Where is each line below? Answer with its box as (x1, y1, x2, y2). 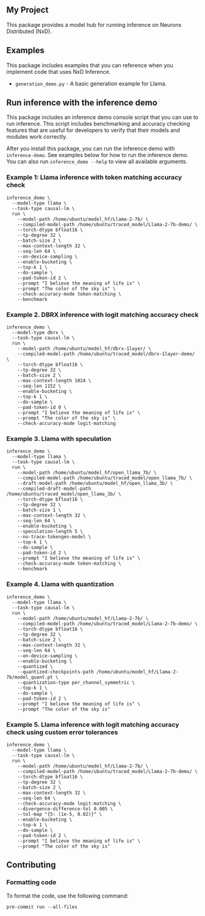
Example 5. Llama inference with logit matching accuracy (6, 720, 179, 729)
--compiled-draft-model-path (17, 485, 92, 492)
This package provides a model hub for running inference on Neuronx (6, 21, 182, 28)
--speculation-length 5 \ (17, 528, 84, 535)
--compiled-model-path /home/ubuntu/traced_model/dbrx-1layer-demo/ (17, 351, 195, 357)
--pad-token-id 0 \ (17, 404, 67, 411)
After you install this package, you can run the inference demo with (6, 145, 175, 152)
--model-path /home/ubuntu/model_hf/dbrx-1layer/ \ (17, 346, 151, 352)
